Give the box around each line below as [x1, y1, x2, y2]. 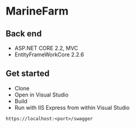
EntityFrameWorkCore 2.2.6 [14, 51, 84, 58]
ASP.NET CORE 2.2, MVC [14, 44, 78, 52]
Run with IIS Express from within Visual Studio [14, 104, 130, 111]
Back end [5, 29, 42, 39]
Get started [5, 69, 50, 79]
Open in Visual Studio [14, 91, 69, 98]
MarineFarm [5, 4, 69, 18]
